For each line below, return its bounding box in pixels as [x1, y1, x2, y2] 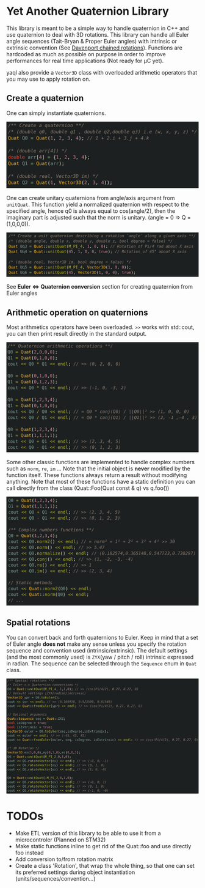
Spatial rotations [6, 618, 71, 628]
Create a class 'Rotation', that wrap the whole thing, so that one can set [15, 862, 195, 869]
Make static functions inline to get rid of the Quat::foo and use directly [15, 842, 192, 849]
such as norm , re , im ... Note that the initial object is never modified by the [6, 465, 190, 472]
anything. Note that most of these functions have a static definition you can [6, 478, 196, 485]
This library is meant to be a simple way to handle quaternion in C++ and [6, 24, 189, 32]
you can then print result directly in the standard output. [6, 330, 147, 338]
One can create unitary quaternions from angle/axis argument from [6, 194, 175, 202]
